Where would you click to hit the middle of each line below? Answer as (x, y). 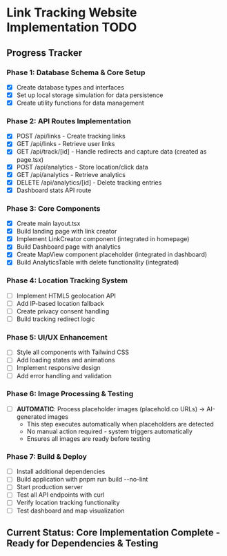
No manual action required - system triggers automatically (109, 431)
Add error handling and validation (64, 375)
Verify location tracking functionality (68, 503)
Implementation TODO (72, 27)
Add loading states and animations (66, 360)
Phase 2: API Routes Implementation (69, 121)
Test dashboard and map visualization (70, 511)
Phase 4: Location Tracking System (67, 280)
